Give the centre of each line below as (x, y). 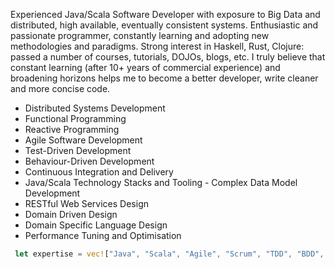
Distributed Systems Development (95, 108)
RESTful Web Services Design (86, 203)
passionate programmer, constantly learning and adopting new (140, 35)
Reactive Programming (72, 129)
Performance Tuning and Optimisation (103, 235)
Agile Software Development (83, 140)
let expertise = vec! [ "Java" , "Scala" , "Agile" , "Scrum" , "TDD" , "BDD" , (169, 254)
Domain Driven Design (71, 214)
